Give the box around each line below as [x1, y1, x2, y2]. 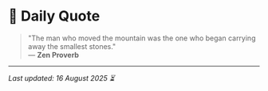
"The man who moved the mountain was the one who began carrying [27, 33, 256, 43]
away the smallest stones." [27, 41, 116, 51]
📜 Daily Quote [8, 7, 100, 25]
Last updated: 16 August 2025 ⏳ [8, 73, 115, 82]
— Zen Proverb [27, 50, 80, 59]
